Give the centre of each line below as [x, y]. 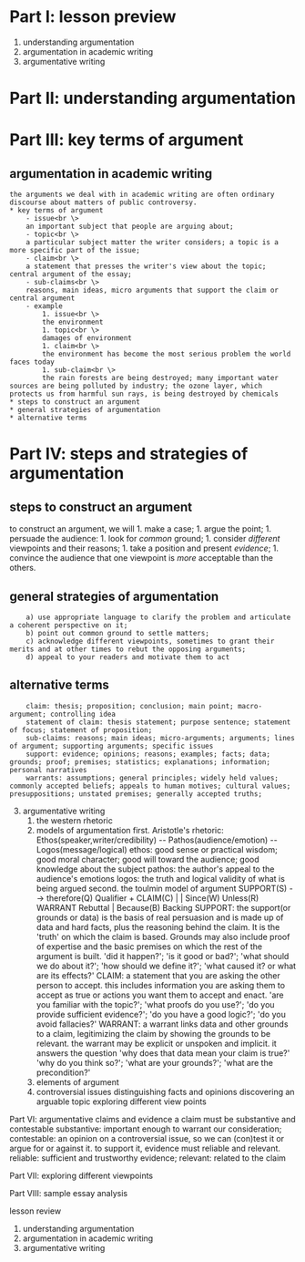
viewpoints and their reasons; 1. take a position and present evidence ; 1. [144, 548]
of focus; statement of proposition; [81, 730]
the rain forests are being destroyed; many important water [161, 378]
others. [23, 568]
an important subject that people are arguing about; [130, 227]
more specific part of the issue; [75, 251]
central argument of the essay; [71, 274]
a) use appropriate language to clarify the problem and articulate [158, 617]
